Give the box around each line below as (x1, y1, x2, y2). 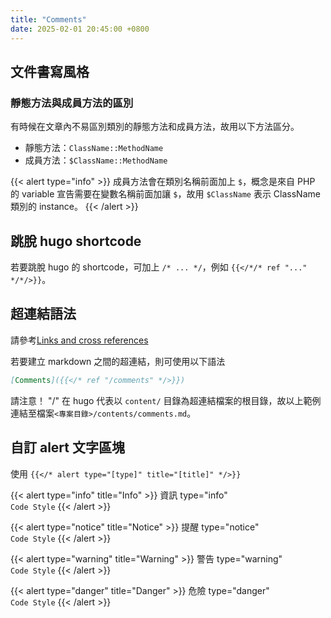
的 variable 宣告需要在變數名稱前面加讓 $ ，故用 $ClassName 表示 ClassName (10, 188, 321, 200)
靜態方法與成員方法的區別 (10, 96, 134, 110)
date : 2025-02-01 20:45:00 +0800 (10, 24, 150, 34)
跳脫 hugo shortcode (10, 232, 142, 250)
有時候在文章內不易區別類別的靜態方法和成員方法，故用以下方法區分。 (10, 121, 300, 133)
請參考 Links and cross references (10, 334, 149, 346)
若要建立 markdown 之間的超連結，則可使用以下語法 (10, 355, 226, 367)
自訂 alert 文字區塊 (10, 439, 125, 456)
